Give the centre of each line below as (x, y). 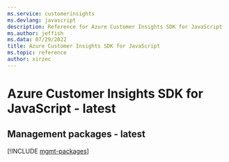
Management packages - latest (77, 134)
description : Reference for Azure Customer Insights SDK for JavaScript (115, 27)
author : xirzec (29, 59)
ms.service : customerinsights (51, 14)
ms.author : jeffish (35, 33)
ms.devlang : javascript (42, 20)
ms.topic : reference (37, 53)
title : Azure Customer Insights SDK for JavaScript (84, 46)
